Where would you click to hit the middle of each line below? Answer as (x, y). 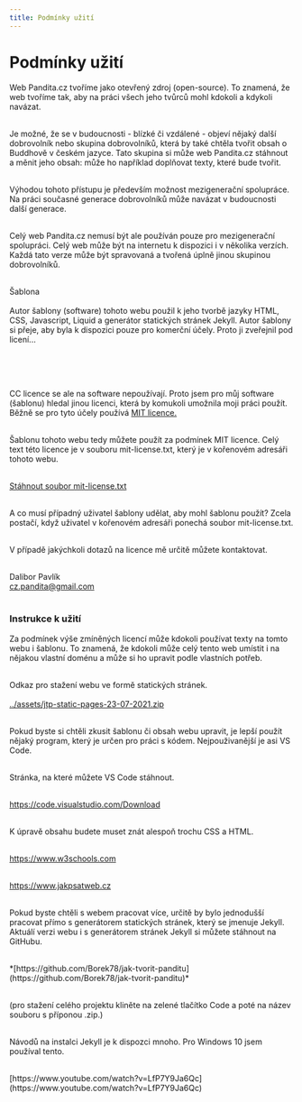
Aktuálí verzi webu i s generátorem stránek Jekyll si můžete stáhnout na (143, 932)
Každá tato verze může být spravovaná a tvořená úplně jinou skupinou (140, 254)
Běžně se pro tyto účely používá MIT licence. (93, 412)
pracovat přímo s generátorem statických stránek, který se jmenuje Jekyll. (147, 922)
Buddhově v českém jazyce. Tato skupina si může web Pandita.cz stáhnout (149, 152)
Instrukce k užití (45, 619)
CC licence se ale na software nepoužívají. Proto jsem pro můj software (142, 393)
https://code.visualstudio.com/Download (85, 804)
